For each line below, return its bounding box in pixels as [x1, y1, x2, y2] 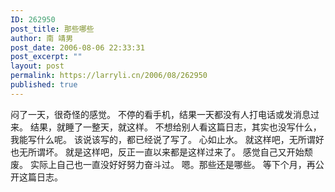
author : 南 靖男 [10, 33, 74, 43]
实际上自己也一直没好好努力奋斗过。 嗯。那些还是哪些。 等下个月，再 [29, 158, 316, 170]
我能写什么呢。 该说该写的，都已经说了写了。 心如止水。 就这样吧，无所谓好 [10, 133, 325, 145]
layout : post [10, 61, 65, 71]
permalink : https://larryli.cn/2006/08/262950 [10, 71, 208, 81]
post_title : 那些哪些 [10, 24, 95, 34]
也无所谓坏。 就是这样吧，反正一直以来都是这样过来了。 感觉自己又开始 [10, 146, 305, 158]
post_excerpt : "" [10, 52, 83, 62]
